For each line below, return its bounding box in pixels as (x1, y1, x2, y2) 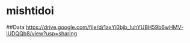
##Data (6, 24, 25, 31)
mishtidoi (6, 4, 54, 18)
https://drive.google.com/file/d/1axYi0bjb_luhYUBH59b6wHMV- (26, 24, 184, 31)
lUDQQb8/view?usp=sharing (6, 29, 78, 37)
